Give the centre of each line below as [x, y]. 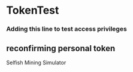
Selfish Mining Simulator [36, 62]
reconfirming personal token [61, 48]
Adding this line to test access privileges [66, 29]
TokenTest [33, 10]
